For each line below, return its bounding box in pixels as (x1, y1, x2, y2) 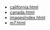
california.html (9, 4, 39, 10)
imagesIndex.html (9, 15, 46, 20)
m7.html (9, 20, 26, 26)
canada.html (9, 9, 35, 15)
